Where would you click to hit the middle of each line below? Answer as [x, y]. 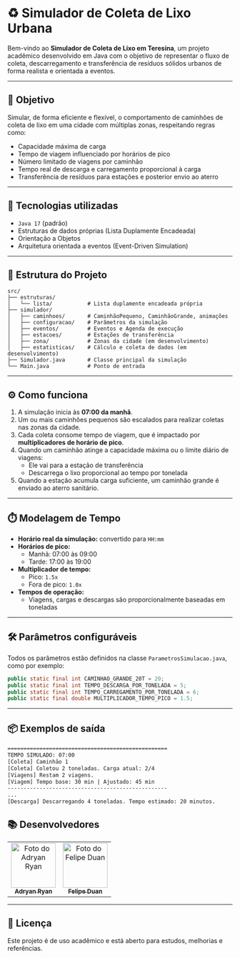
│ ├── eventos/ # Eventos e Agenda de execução [95, 329]
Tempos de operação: [51, 592]
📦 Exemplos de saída [56, 728]
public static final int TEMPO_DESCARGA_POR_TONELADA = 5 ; [97, 685]
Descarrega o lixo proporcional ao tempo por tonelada [108, 473]
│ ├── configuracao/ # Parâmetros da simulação [87, 323]
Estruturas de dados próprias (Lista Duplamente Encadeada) [107, 231]
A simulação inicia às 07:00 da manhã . [75, 412]
